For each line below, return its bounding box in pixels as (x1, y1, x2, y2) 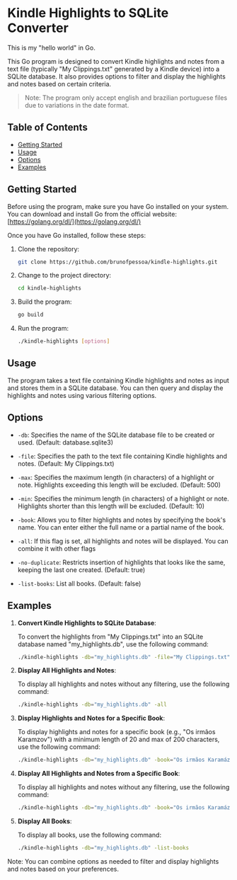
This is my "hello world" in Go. (7, 43, 96, 52)
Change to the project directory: (17, 271, 112, 280)
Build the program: (17, 297, 72, 306)
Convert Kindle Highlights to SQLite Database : (17, 618, 157, 627)
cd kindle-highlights (17, 285, 81, 292)
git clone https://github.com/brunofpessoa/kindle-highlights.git (17, 258, 218, 265)
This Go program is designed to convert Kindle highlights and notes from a (7, 57, 225, 65)
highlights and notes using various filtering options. (7, 391, 157, 399)
